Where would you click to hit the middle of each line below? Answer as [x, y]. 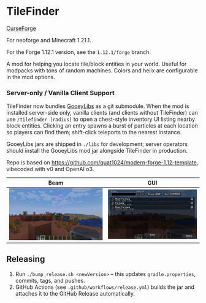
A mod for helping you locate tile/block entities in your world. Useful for [97, 64]
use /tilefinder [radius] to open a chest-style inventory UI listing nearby [101, 119]
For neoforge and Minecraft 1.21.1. [49, 40]
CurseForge [21, 28]
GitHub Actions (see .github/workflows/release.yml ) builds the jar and [105, 287]
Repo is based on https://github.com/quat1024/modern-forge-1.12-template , [102, 163]
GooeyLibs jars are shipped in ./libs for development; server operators [97, 144]
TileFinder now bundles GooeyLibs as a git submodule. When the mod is [98, 106]
